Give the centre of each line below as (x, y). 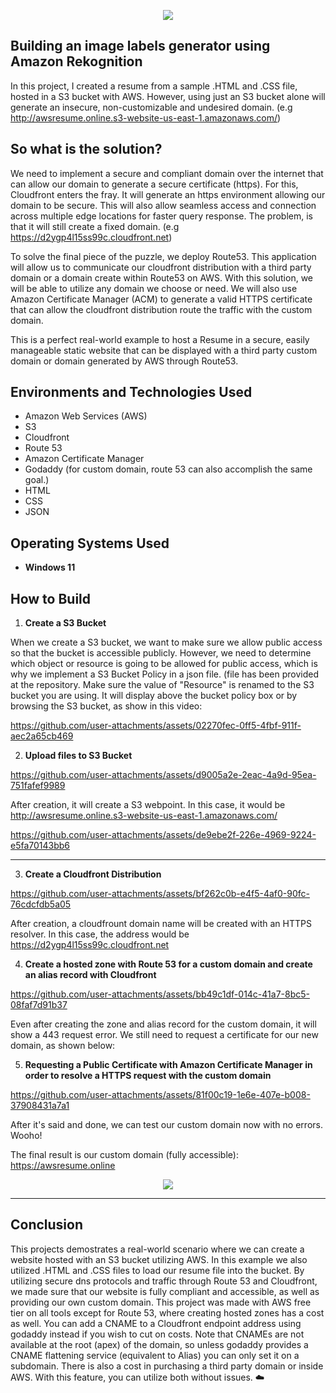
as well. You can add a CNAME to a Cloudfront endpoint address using (156, 1323)
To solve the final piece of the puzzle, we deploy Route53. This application (163, 256)
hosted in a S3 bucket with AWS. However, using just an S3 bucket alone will (168, 96)
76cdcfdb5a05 (41, 904)
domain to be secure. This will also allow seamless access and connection (163, 205)
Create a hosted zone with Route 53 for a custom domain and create (168, 964)
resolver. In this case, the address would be (100, 934)
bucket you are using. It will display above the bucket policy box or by (154, 696)
